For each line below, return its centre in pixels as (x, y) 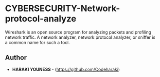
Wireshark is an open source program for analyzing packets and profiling (78, 32)
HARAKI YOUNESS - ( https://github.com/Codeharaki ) (66, 69)
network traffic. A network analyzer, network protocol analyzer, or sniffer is (80, 37)
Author (16, 58)
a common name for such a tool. (37, 42)
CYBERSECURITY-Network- (62, 8)
